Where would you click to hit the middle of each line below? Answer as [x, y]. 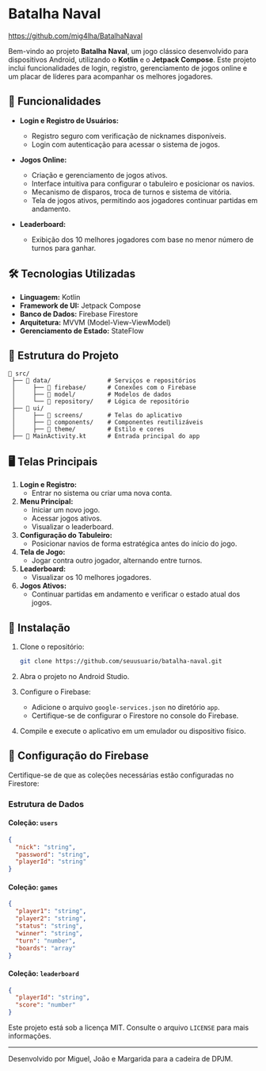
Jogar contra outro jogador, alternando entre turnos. [117, 561]
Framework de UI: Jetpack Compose [80, 305]
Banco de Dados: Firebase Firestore [79, 313]
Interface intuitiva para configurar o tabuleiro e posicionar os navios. [143, 183]
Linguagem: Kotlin [50, 297]
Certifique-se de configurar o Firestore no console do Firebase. [135, 716]
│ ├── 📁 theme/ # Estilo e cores [88, 429]
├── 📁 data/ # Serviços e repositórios [104, 381]
